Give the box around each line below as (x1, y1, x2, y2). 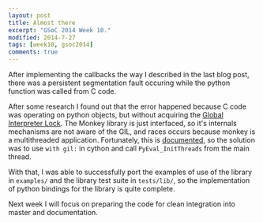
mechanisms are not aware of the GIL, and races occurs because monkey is (8, 127, 256, 136)
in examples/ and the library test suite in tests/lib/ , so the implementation (8, 176, 250, 185)
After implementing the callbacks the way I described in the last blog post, (8, 70, 250, 79)
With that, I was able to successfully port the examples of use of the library (8, 167, 253, 177)
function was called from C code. (8, 87, 117, 95)
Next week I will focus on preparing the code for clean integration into (8, 199, 235, 209)
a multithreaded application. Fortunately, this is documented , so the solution (8, 136, 255, 144)
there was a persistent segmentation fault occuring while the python (8, 78, 231, 87)
